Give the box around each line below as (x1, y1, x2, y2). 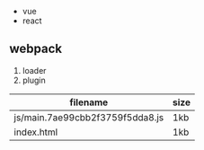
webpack (9, 41, 63, 57)
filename (69, 96, 109, 109)
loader (22, 65, 47, 75)
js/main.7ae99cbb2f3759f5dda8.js (13, 110, 164, 123)
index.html (13, 126, 58, 138)
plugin (22, 75, 47, 85)
